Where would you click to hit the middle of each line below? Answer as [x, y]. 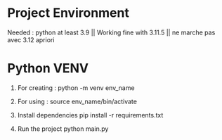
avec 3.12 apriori [31, 39]
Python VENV [48, 69]
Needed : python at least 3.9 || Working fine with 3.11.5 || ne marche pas [111, 32]
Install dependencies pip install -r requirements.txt [90, 115]
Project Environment [68, 13]
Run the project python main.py [63, 129]
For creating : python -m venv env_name [76, 88]
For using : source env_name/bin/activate [77, 101]
